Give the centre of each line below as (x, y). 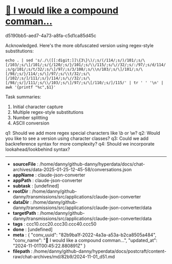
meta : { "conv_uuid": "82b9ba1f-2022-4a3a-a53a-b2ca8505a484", (84, 235)
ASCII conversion (31, 123)
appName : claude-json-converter (49, 175)
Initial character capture (38, 107)
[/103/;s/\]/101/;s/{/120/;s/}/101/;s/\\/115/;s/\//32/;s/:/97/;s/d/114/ (86, 65)
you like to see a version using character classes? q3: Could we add (77, 138)
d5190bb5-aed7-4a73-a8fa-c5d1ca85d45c (51, 35)
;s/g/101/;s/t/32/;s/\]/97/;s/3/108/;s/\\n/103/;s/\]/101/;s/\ (74, 69)
